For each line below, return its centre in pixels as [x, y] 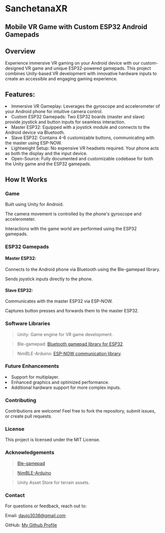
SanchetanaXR [36, 9]
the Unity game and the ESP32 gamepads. [48, 164]
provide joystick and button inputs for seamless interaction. [65, 122]
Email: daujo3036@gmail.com [35, 515]
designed [15, 68]
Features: [20, 94]
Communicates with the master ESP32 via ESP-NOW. [59, 301]
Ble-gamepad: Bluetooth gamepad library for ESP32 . [70, 344]
